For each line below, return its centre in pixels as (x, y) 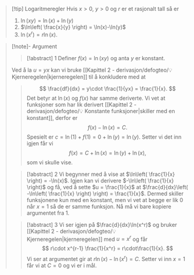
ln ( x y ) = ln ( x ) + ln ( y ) (47, 20)
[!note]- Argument (34, 46)
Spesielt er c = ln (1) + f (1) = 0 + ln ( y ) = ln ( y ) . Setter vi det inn (104, 137)
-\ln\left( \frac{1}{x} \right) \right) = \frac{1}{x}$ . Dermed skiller (105, 193)
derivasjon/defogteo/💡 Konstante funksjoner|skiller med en (101, 111)
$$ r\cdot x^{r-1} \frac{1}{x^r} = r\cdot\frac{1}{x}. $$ (108, 248)
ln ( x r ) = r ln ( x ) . (39, 34)
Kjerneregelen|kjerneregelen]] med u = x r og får (87, 238)
